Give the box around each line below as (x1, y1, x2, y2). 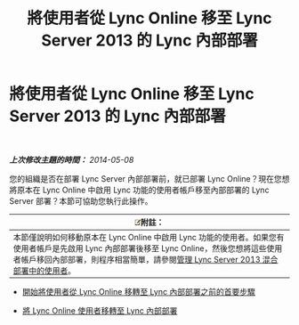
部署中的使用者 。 (12, 264, 76, 276)
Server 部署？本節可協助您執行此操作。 (9, 195, 153, 206)
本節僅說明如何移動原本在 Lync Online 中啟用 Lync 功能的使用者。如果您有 (12, 232, 285, 242)
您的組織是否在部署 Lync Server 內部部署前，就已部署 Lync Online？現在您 (9, 173, 282, 183)
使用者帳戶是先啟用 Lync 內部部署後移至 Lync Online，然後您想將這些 (12, 242, 267, 254)
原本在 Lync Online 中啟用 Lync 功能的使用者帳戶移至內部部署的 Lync (16, 184, 270, 195)
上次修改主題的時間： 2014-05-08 (9, 154, 134, 165)
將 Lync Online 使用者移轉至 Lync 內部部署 (21, 305, 178, 316)
